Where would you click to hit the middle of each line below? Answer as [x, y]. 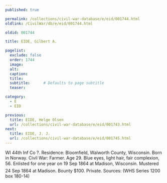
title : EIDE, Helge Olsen [37, 120]
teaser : [18, 88]
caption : [19, 74]
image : [17, 64]
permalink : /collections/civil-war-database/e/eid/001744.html [73, 19]
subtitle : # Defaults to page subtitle [57, 83]
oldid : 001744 [20, 32]
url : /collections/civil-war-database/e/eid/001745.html [70, 138]
